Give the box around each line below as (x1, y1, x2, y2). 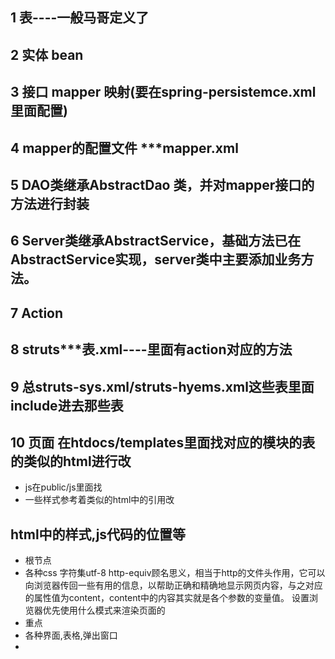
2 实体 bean (10, 46, 84, 63)
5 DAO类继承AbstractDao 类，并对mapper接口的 (10, 176, 315, 193)
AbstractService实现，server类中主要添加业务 (10, 251, 302, 268)
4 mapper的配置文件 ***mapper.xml (10, 139, 239, 157)
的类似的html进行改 (10, 453, 132, 470)
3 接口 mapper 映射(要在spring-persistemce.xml (10, 84, 317, 101)
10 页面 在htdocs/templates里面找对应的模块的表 (10, 434, 316, 451)
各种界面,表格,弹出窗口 (24, 629, 118, 642)
